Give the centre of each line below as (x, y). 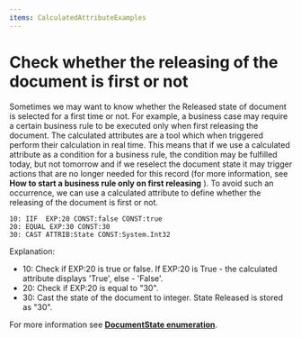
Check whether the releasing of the (144, 62)
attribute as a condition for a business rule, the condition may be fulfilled (143, 154)
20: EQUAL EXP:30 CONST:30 (60, 226)
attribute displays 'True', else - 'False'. (93, 278)
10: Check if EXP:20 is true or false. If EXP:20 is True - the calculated (150, 269)
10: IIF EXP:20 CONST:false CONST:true (86, 219)
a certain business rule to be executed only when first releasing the (134, 125)
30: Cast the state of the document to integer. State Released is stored (153, 297)
